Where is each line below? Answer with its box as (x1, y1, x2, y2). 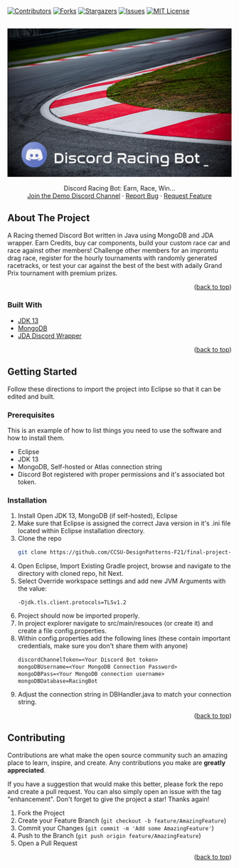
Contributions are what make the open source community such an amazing (7, 751, 228, 759)
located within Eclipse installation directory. (17, 527, 145, 535)
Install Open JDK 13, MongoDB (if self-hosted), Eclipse (17, 512, 178, 520)
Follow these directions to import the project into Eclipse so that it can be (7, 385, 221, 393)
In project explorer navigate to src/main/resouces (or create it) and (17, 619, 213, 628)
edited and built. (7, 392, 55, 401)
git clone (17, 549, 48, 556)
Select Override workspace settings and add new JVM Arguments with (17, 577, 226, 586)
